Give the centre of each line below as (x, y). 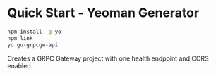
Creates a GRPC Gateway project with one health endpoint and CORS (108, 58)
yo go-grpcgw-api (33, 45)
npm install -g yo (34, 32)
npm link (20, 38)
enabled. (20, 65)
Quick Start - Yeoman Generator (103, 13)
